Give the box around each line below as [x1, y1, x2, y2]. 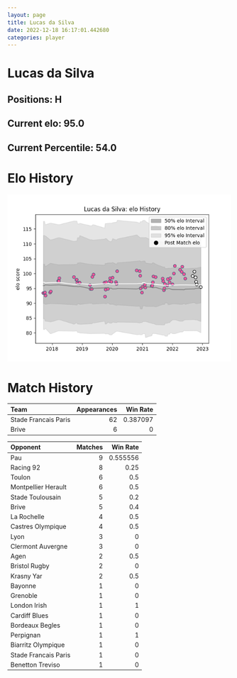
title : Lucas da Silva [7, 18, 75, 26]
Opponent [10, 443, 41, 452]
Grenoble [10, 591, 38, 600]
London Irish [10, 601, 48, 610]
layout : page [7, 11, 46, 18]
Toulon [10, 473, 31, 482]
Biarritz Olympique [10, 640, 65, 649]
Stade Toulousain [10, 493, 62, 501]
